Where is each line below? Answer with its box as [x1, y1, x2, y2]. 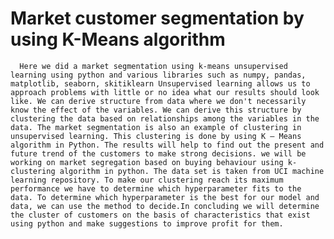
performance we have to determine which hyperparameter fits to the [10, 183, 302, 194]
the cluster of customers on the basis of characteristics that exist [10, 210, 311, 220]
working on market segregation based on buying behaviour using [10, 157, 284, 167]
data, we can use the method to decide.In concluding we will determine [10, 201, 320, 211]
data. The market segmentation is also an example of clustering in [10, 122, 302, 132]
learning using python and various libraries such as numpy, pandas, [10, 70, 307, 80]
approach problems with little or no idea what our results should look [10, 87, 320, 97]
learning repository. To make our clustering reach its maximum [10, 175, 284, 185]
